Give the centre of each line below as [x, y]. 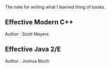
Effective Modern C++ [39, 22]
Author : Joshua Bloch [27, 61]
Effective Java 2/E [33, 49]
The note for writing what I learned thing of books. [55, 7]
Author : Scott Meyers [27, 34]
